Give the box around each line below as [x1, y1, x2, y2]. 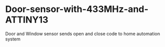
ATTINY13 [5, 14, 49, 25]
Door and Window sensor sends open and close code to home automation [5, 30, 160, 36]
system [5, 36, 21, 42]
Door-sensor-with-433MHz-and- [5, 3, 149, 15]
